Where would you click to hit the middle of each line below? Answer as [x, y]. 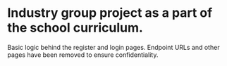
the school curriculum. [75, 28]
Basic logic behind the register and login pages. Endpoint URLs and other [114, 47]
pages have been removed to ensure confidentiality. [83, 55]
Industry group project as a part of [110, 13]
